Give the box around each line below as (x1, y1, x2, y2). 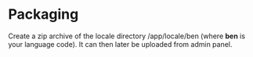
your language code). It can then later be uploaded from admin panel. (8, 39, 233, 48)
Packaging (8, 5, 79, 23)
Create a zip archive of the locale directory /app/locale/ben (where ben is (8, 31, 245, 41)
